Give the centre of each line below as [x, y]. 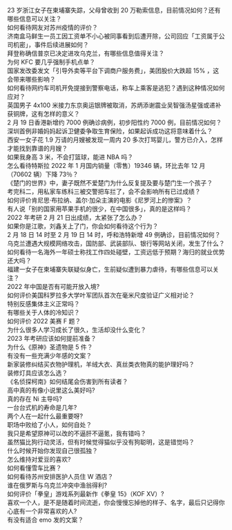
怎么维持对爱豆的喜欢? [39, 459]
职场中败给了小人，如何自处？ [49, 425]
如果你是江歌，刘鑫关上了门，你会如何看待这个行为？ [83, 226]
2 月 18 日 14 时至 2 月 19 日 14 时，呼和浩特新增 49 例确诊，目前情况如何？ [114, 235]
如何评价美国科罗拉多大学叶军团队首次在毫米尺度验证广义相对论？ [101, 295]
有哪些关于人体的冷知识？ [43, 312]
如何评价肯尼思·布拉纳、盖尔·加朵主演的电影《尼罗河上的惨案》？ [100, 200]
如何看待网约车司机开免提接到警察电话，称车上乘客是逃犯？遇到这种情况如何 [116, 88]
